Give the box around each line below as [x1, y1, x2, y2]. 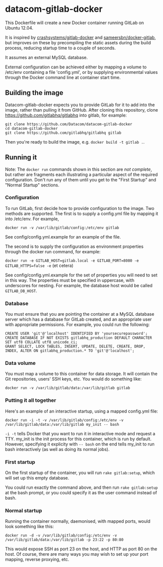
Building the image [5, 89, 64, 97]
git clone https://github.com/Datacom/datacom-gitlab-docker [5, 121, 133, 126]
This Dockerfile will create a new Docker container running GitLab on [5, 20, 144, 26]
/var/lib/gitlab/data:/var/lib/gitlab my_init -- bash [5, 422, 119, 427]
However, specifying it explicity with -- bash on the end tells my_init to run [5, 441, 155, 447]
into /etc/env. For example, [5, 215, 59, 222]
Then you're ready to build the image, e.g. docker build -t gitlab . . [5, 139, 145, 145]
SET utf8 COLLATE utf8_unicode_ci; [5, 340, 78, 345]
